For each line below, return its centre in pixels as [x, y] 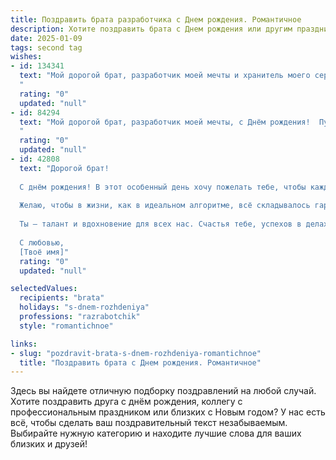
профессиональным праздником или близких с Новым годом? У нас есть [168, 412]
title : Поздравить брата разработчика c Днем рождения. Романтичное [156, 19]
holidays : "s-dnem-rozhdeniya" [84, 307]
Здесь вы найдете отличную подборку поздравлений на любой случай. [163, 391]
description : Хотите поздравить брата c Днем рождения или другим [151, 29]
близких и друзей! [49, 444]
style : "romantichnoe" [66, 326]
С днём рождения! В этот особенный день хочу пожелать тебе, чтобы [163, 187]
